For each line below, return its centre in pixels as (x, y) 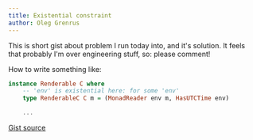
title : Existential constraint (60, 15)
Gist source (27, 128)
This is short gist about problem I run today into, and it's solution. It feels (127, 45)
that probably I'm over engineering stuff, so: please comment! (109, 54)
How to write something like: (55, 69)
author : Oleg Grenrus (44, 23)
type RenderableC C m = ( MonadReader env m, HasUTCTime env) (126, 98)
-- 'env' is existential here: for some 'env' (101, 91)
